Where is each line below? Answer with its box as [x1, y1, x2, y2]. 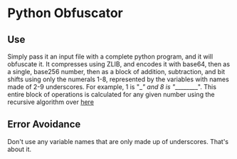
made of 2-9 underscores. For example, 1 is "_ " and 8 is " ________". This [7, 83, 217, 91]
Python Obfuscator [7, 5, 123, 21]
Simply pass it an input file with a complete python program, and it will [7, 52, 214, 61]
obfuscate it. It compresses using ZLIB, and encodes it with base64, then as [7, 60, 230, 68]
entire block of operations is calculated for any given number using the [7, 91, 215, 98]
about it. [7, 145, 32, 153]
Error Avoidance [7, 118, 81, 130]
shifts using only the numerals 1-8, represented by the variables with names [7, 75, 229, 83]
